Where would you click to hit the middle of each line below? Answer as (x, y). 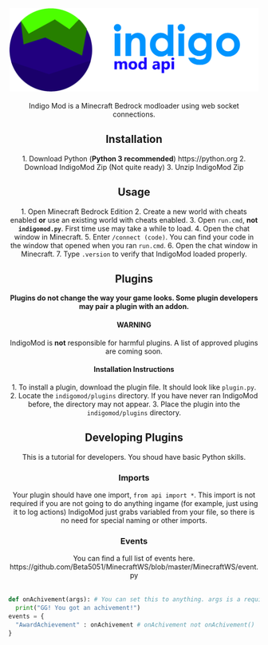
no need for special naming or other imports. (134, 520)
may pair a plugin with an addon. (134, 307)
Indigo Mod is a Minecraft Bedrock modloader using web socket (134, 106)
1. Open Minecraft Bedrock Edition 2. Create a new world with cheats (134, 212)
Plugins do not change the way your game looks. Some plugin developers (134, 298)
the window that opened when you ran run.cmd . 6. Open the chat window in (134, 245)
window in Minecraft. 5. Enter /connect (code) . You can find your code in (134, 237)
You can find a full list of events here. (134, 559)
